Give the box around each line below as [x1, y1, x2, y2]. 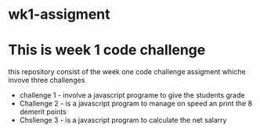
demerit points [19, 107, 67, 116]
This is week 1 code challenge [8, 41, 206, 59]
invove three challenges [8, 76, 85, 85]
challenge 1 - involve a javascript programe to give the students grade [19, 91, 245, 100]
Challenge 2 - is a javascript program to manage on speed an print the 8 [19, 99, 253, 109]
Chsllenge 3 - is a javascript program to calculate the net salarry [19, 116, 227, 125]
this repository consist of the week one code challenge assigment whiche [8, 67, 246, 77]
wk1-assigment [8, 5, 111, 23]
